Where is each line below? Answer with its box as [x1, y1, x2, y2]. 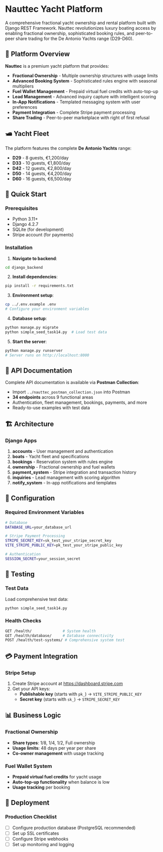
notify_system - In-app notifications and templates [12, 480, 117, 486]
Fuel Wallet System [5, 763, 52, 769]
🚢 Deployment [5, 799, 49, 807]
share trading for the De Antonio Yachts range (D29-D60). [15, 36, 134, 42]
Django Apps [5, 437, 37, 444]
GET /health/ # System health [5, 629, 96, 634]
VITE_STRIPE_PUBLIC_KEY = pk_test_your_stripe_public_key [5, 543, 122, 548]
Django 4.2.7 [12, 221, 39, 227]
